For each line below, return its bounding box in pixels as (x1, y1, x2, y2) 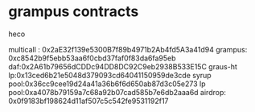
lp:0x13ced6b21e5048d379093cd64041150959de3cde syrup (8, 70, 212, 80)
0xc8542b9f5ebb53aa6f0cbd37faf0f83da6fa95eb (8, 53, 176, 63)
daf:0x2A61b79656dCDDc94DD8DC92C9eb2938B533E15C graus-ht (8, 61, 237, 71)
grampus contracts (8, 2, 139, 21)
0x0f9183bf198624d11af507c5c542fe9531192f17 (8, 96, 169, 106)
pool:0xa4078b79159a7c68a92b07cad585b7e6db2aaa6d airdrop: (8, 87, 227, 97)
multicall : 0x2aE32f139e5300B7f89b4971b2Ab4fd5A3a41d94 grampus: (8, 44, 248, 54)
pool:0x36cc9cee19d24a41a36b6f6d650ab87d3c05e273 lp (8, 79, 207, 89)
